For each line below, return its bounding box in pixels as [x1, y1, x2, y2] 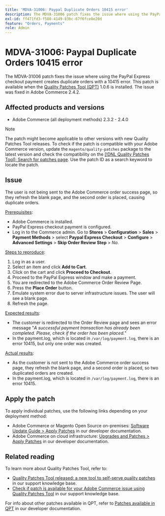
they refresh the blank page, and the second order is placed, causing [5, 194, 145, 200]
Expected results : [5, 310, 41, 316]
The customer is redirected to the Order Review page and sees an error [12, 320, 157, 325]
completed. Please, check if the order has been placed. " [12, 330, 127, 336]
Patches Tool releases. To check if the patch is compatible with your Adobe [5, 141, 158, 147]
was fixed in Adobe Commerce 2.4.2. [5, 89, 81, 95]
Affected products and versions [5, 103, 105, 112]
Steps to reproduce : [5, 249, 46, 255]
